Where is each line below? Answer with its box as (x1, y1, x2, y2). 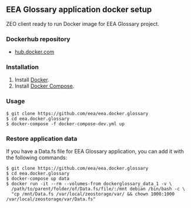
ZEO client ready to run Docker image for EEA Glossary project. (6, 20, 160, 27)
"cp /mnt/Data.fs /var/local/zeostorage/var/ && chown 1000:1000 (11, 191, 175, 197)
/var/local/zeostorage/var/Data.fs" (6, 196, 96, 202)
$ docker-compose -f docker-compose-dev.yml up (6, 120, 125, 127)
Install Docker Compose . (14, 82, 75, 90)
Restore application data (6, 135, 78, 143)
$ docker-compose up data (6, 176, 69, 182)
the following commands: (6, 154, 68, 161)
